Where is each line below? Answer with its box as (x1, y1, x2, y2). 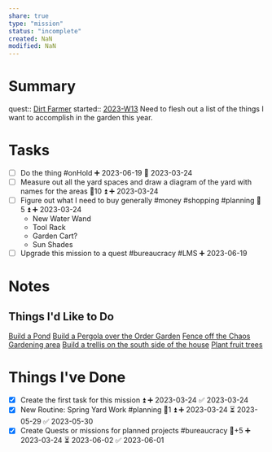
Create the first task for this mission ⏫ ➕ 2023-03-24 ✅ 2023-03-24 (20, 395, 249, 405)
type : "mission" (8, 20, 64, 28)
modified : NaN (8, 42, 57, 50)
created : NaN (8, 34, 53, 43)
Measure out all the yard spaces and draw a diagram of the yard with (20, 177, 252, 187)
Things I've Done (8, 368, 126, 387)
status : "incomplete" (8, 27, 82, 35)
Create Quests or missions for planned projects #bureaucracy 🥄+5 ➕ (20, 426, 251, 436)
